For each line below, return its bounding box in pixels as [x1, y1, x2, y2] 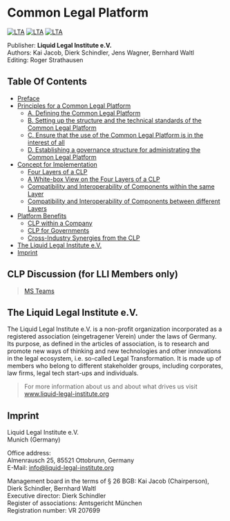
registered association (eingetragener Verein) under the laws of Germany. [7, 332, 217, 341]
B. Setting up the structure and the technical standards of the [27, 116, 202, 124]
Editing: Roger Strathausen [7, 55, 84, 64]
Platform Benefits [17, 211, 67, 220]
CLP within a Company [27, 219, 93, 227]
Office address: [7, 449, 52, 457]
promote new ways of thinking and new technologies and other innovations [7, 347, 222, 355]
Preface [17, 94, 40, 102]
